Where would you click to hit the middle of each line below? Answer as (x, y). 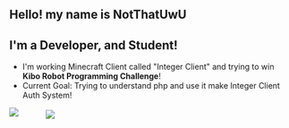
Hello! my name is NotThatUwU (98, 15)
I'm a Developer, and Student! (93, 45)
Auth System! (47, 95)
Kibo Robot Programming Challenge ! (91, 76)
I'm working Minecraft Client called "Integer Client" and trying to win (148, 67)
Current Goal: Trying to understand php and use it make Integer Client (151, 86)
